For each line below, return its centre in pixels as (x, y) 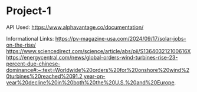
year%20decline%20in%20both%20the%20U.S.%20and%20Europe (91, 82)
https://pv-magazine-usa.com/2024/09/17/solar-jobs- (121, 38)
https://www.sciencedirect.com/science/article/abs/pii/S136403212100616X (98, 51)
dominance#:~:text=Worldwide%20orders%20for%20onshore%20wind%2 (98, 70)
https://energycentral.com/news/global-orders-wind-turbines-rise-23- (92, 57)
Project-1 (29, 11)
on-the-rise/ (21, 45)
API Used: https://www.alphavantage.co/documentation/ (75, 27)
